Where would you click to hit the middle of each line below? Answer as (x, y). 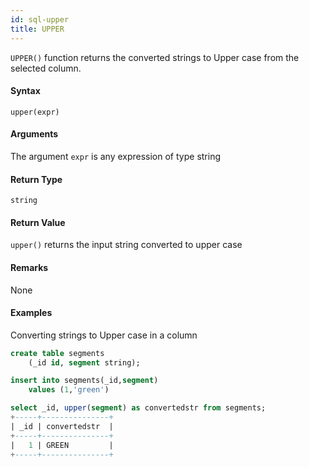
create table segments (57, 353)
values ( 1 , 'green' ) (69, 390)
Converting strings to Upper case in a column (104, 335)
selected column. (46, 68)
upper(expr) (35, 112)
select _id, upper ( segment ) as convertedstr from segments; (138, 408)
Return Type (36, 179)
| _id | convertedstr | (62, 426)
